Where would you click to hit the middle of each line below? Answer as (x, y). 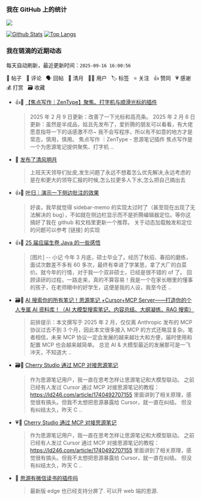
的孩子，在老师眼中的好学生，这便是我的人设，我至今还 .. (100, 287)
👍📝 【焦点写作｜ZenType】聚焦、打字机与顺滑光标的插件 (86, 102)
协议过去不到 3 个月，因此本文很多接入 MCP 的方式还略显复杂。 (109, 329)
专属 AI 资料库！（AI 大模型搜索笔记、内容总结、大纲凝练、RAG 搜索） (107, 309)
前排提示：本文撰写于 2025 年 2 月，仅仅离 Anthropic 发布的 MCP (111, 322)
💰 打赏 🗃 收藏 (25, 87)
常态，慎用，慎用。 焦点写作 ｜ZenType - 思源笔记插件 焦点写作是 (111, 139)
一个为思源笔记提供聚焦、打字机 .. (72, 147)
